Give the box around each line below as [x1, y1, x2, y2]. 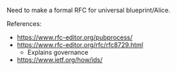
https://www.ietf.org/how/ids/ [16, 56, 103, 64]
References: [6, 20, 42, 27]
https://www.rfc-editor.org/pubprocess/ [16, 33, 133, 41]
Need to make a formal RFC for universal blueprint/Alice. [6, 6, 171, 14]
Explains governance [27, 49, 89, 56]
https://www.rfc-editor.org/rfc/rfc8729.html [16, 41, 144, 49]
